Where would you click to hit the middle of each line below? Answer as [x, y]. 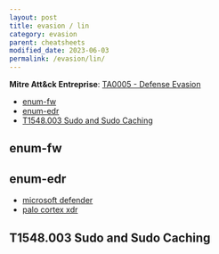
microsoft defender [57, 201]
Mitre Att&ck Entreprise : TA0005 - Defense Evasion [105, 84]
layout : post [33, 17]
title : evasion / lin [49, 26]
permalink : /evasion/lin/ [57, 59]
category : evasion [43, 34]
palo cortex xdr [50, 209]
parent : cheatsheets [48, 42]
